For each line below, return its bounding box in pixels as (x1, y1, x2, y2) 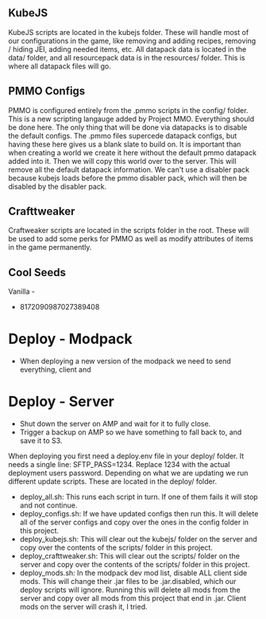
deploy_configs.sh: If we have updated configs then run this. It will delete (19, 509, 259, 519)
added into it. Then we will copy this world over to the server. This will (8, 156, 237, 165)
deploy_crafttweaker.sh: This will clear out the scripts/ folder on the (19, 551, 241, 561)
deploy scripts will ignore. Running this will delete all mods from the (19, 585, 241, 595)
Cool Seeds (8, 266, 66, 279)
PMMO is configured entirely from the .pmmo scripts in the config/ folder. (8, 105, 249, 115)
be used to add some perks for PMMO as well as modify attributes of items (8, 234, 254, 243)
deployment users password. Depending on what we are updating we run (8, 469, 249, 478)
